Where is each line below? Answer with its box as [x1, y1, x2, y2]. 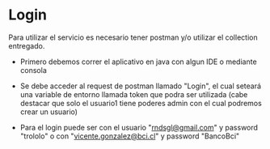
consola [19, 65, 47, 74]
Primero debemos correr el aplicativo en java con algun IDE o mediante [19, 57, 257, 66]
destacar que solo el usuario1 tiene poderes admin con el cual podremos [19, 98, 263, 108]
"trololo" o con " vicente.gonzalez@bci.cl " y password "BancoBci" [19, 131, 240, 141]
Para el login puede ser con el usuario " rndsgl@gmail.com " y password [19, 122, 259, 132]
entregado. [8, 40, 45, 50]
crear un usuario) [19, 107, 78, 117]
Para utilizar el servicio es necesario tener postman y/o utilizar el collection [8, 32, 258, 42]
